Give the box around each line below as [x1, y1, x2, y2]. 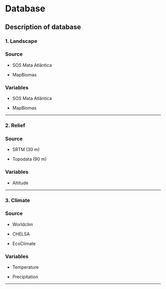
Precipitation [12, 274, 39, 280]
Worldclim [12, 221, 33, 227]
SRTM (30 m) [12, 147, 40, 153]
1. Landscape [5, 38, 38, 45]
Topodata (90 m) [12, 156, 47, 162]
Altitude [12, 179, 29, 186]
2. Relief [5, 122, 26, 129]
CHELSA [12, 231, 30, 237]
